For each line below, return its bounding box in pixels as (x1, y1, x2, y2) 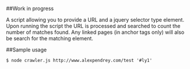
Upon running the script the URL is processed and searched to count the (6, 23, 181, 29)
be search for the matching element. (6, 35, 93, 42)
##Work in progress (6, 5, 54, 12)
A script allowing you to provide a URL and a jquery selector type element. (6, 16, 185, 23)
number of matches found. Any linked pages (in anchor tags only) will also (6, 29, 185, 36)
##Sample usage (6, 46, 47, 53)
